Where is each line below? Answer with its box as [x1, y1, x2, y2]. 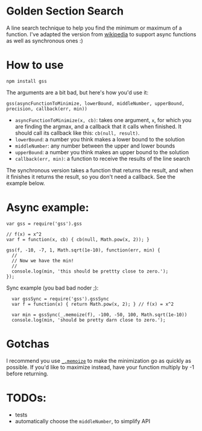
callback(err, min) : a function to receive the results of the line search [14, 155, 191, 162]
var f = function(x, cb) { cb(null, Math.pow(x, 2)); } [6, 236, 150, 242]
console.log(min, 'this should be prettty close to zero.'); [11, 268, 169, 274]
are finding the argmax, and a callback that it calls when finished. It [14, 123, 182, 130]
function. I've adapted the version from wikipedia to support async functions [6, 30, 197, 37]
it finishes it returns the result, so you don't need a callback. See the [6, 173, 176, 180]
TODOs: [6, 391, 47, 404]
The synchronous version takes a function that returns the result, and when [6, 166, 194, 173]
